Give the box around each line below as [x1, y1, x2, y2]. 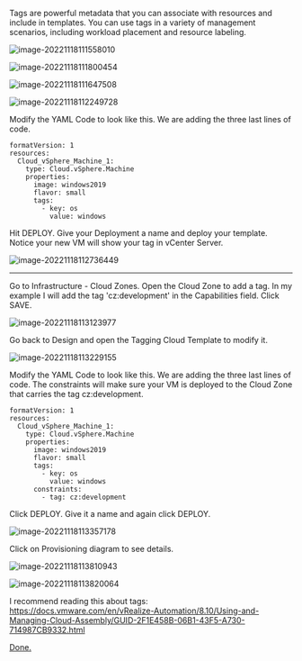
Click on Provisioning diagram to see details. [9, 544, 173, 554]
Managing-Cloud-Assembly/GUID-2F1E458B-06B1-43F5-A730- [9, 615, 245, 625]
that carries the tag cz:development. [9, 389, 144, 399]
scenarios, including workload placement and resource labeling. [9, 27, 247, 37]
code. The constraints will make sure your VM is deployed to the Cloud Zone [9, 379, 293, 390]
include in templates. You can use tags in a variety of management [9, 17, 256, 28]
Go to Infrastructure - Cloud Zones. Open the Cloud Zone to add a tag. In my [9, 281, 293, 291]
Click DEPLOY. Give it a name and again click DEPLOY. [9, 509, 211, 519]
